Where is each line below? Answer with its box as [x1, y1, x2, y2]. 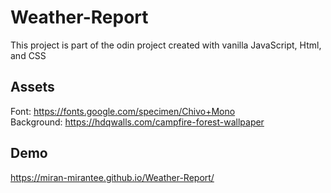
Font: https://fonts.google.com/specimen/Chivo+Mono [10, 105, 236, 117]
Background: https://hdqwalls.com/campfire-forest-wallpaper [10, 116, 265, 128]
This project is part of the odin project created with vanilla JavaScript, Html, [10, 39, 322, 51]
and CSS [10, 49, 47, 61]
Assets [10, 79, 55, 96]
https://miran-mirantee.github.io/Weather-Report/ [10, 171, 215, 183]
